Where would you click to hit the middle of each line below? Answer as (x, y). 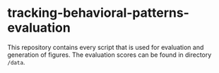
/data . (16, 62)
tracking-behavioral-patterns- (98, 13)
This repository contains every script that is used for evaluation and (106, 47)
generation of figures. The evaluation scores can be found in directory (109, 55)
